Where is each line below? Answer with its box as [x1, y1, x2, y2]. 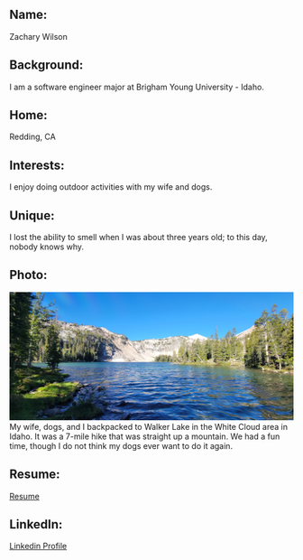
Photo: [9, 267, 48, 283]
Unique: [9, 208, 55, 223]
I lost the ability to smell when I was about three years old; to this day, [9, 232, 268, 243]
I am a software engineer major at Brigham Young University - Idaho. [9, 81, 264, 92]
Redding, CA [9, 131, 56, 143]
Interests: [9, 157, 65, 173]
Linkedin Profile [9, 541, 68, 552]
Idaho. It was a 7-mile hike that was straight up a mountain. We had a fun [9, 431, 280, 442]
